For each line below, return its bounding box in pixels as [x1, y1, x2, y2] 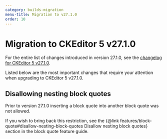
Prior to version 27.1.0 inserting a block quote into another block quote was [5, 103, 159, 109]
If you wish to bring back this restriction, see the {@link [5, 118, 119, 124]
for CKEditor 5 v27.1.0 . [5, 60, 50, 66]
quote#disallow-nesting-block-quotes [5, 123, 83, 129]
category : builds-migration [5, 7, 64, 12]
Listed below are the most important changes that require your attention [5, 69, 153, 75]
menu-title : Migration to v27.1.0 [5, 12, 77, 17]
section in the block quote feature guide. [5, 128, 89, 134]
